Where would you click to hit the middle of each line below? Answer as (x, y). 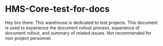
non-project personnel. (28, 38)
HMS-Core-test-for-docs (57, 9)
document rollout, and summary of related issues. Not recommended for (78, 33)
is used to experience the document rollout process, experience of (72, 27)
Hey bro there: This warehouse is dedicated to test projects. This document (81, 23)
